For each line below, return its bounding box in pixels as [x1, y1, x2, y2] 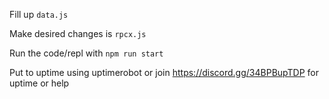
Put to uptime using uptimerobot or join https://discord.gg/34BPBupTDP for [9, 67, 319, 78]
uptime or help [9, 77, 70, 89]
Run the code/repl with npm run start [9, 47, 164, 59]
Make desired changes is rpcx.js [9, 28, 147, 39]
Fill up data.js [9, 9, 69, 20]
